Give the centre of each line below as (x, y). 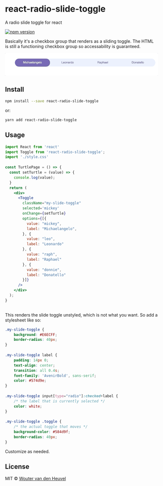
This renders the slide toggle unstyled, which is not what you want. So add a (81, 315)
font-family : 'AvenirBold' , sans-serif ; (55, 376)
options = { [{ (35, 218)
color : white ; (28, 406)
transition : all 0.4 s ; (37, 370)
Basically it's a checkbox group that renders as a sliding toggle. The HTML (79, 41)
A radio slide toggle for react (33, 22)
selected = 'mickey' (41, 208)
